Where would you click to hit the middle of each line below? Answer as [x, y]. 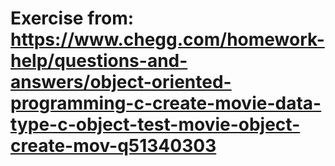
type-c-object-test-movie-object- [155, 124]
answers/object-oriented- [121, 82]
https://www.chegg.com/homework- [167, 39]
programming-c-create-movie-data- [166, 103]
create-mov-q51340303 [113, 146]
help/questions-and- [99, 61]
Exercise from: [72, 18]
